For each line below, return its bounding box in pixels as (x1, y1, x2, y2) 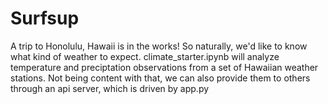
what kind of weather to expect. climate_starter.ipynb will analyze (10, 50, 280, 62)
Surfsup (10, 7, 80, 30)
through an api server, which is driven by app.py (10, 82, 210, 94)
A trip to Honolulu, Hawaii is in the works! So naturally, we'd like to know (10, 40, 308, 52)
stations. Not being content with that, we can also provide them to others (10, 72, 311, 84)
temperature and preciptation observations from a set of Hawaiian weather (10, 61, 319, 73)
